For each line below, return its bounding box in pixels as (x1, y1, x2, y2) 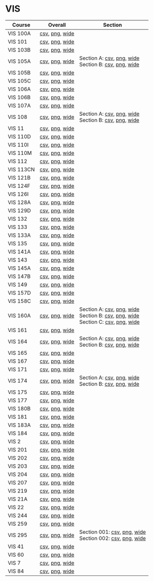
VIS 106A (8, 86, 31, 93)
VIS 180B (8, 405, 31, 412)
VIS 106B (8, 94, 31, 101)
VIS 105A (8, 58, 31, 65)
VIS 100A (8, 30, 31, 37)
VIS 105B (8, 69, 31, 76)
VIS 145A (8, 264, 31, 271)
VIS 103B (8, 46, 31, 53)
